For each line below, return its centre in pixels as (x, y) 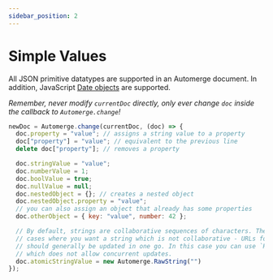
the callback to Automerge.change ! (65, 111)
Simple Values (58, 56)
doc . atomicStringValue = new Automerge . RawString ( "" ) (108, 261)
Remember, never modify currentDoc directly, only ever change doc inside (131, 103)
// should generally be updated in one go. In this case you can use (136, 246)
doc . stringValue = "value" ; (63, 164)
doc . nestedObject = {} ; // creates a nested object (105, 194)
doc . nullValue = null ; (54, 186)
